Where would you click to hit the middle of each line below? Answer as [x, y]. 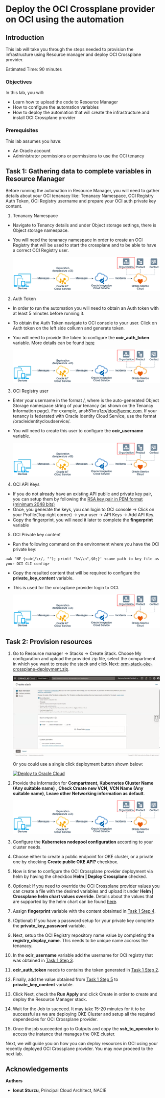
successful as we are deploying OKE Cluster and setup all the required [84, 1014]
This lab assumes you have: [34, 141]
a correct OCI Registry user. [41, 250]
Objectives [19, 82]
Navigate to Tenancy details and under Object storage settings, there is [84, 225]
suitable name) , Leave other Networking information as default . [79, 794]
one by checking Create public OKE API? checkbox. [65, 862]
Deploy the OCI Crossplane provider [80, 9]
